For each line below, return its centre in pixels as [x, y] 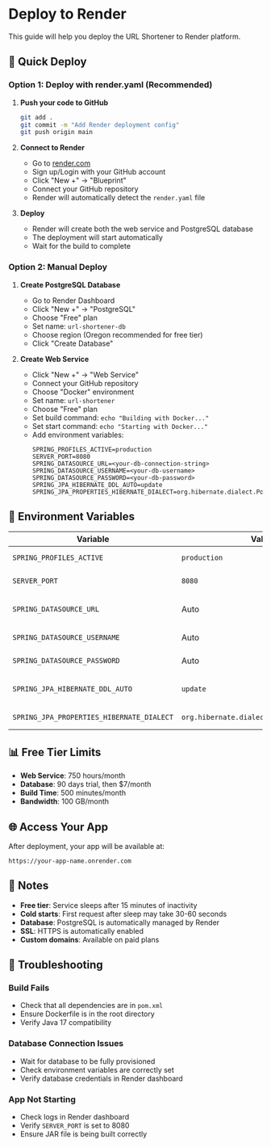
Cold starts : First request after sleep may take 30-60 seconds [123, 914]
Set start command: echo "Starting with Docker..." [120, 426]
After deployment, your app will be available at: [87, 846]
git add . [37, 117]
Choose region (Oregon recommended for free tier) [117, 334]
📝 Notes [29, 886]
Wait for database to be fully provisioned [88, 1061]
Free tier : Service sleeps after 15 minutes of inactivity [108, 905]
